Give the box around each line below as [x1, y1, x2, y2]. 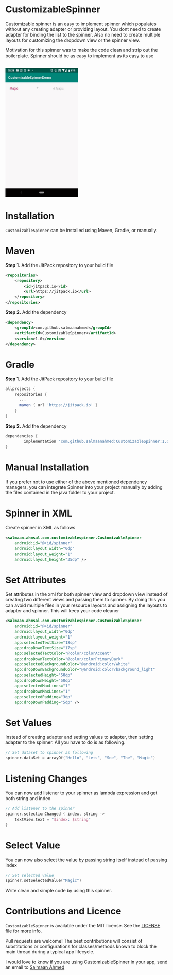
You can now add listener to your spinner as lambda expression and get [5, 790, 158, 796]
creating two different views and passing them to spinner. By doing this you [5, 597, 166, 603]
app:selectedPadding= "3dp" [14, 694, 73, 699]
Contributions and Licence [5, 906, 122, 917]
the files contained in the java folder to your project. [5, 490, 115, 496]
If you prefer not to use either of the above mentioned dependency [5, 478, 147, 485]
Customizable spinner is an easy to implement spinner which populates [5, 21, 157, 27]
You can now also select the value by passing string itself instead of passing [5, 857, 167, 863]
